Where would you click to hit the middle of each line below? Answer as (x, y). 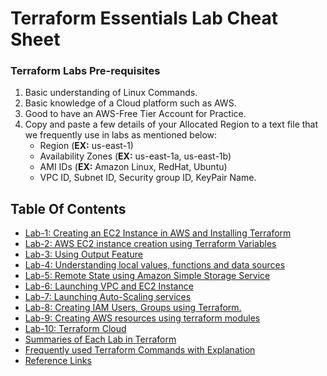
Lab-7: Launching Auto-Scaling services (108, 297)
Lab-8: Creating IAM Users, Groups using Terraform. (133, 308)
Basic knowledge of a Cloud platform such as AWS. (130, 103)
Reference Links (58, 361)
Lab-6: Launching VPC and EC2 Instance (109, 286)
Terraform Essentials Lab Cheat (144, 18)
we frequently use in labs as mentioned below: (121, 135)
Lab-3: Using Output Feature (83, 254)
